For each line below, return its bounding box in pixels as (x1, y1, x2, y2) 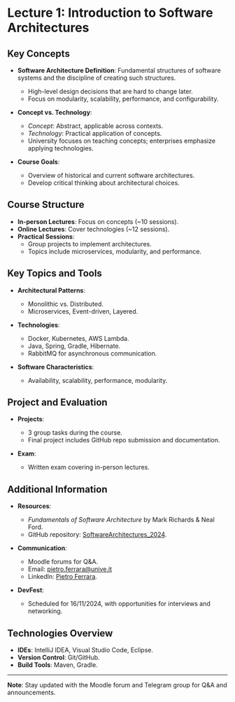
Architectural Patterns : (17, 286, 86, 295)
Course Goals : (17, 157, 60, 166)
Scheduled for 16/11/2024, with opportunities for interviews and (27, 600, 211, 608)
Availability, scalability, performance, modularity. (27, 376, 168, 384)
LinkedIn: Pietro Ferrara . (27, 573, 98, 581)
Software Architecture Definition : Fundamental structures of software (17, 66, 222, 74)
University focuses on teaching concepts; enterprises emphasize (27, 136, 215, 145)
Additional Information (7, 483, 108, 495)
